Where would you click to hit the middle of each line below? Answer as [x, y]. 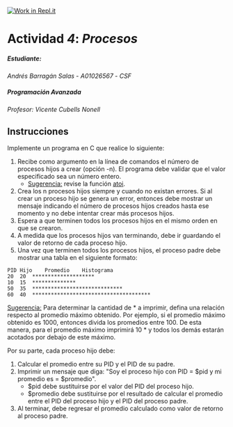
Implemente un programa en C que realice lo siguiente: [86, 148]
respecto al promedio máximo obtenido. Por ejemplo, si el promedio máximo [116, 315]
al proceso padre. [42, 416]
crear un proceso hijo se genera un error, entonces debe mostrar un [115, 198]
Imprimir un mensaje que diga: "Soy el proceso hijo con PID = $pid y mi [119, 371]
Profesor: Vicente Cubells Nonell [54, 110]
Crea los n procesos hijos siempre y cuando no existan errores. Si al [115, 191]
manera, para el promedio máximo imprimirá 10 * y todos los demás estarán [116, 330]
